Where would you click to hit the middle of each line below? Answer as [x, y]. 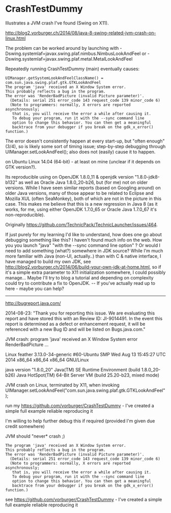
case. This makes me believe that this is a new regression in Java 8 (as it [81, 204]
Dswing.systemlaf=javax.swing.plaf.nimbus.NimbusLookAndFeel [73, 53]
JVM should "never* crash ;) [35, 436]
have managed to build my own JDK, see [48, 261]
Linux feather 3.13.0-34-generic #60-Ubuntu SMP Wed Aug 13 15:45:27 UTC [85, 354]
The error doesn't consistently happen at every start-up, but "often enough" [85, 141]
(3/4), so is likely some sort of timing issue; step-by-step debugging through [85, 146]
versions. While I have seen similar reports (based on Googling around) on [83, 188]
